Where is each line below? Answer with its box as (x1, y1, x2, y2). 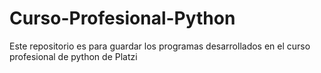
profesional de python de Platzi (9, 50, 138, 62)
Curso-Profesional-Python (9, 7, 236, 30)
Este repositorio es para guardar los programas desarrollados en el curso (9, 40, 311, 52)
